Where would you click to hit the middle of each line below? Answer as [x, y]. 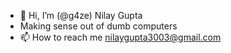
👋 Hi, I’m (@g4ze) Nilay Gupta [81, 15]
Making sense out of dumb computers [98, 26]
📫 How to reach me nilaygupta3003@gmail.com [120, 37]
